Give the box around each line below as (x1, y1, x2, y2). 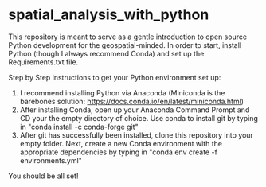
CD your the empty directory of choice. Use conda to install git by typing (19, 113, 259, 123)
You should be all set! (8, 171, 79, 181)
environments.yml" (19, 155, 82, 165)
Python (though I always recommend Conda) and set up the (8, 49, 205, 58)
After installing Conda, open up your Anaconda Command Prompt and (19, 105, 250, 115)
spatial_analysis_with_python (8, 6, 209, 24)
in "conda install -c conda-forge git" (19, 122, 139, 131)
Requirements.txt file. (8, 57, 79, 67)
